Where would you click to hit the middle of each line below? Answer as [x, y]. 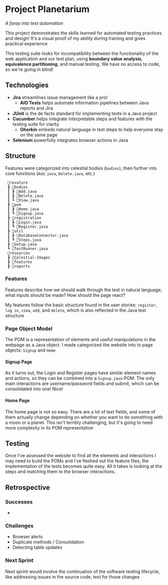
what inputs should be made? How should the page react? [65, 295]
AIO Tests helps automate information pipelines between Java [84, 103]
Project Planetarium [47, 9]
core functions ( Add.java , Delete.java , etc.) [50, 173]
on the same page [39, 135]
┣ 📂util [15, 231]
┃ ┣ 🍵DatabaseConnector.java [38, 235]
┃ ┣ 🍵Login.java [24, 222]
